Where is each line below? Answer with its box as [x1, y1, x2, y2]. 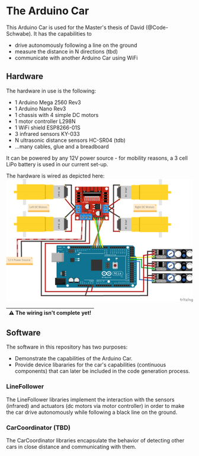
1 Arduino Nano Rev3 [14, 105, 66, 112]
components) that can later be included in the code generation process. [14, 368, 191, 375]
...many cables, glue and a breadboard [14, 142, 110, 150]
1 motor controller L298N [14, 118, 76, 125]
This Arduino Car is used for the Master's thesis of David [6, 24, 145, 31]
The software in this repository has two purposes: [6, 343, 128, 351]
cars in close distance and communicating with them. [6, 443, 136, 450]
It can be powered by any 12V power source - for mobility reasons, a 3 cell [6, 154, 188, 161]
